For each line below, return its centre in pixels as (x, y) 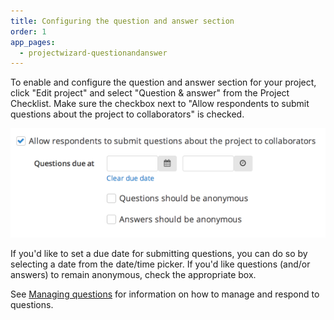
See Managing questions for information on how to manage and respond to (165, 294)
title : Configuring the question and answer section (122, 21)
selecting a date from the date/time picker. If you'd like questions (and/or (160, 264)
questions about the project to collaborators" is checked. (127, 114)
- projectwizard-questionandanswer (93, 53)
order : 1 (28, 31)
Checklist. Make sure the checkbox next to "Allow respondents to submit (160, 104)
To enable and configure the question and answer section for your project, (163, 82)
